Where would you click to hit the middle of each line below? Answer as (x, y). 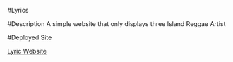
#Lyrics (18, 10)
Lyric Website (27, 51)
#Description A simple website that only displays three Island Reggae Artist (116, 24)
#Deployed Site (30, 37)
